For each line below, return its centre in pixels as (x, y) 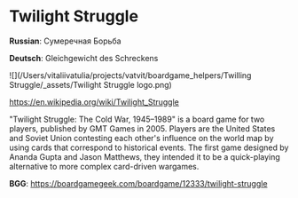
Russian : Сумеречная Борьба (65, 41)
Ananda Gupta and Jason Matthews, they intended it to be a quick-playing (145, 156)
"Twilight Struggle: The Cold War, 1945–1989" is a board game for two (137, 119)
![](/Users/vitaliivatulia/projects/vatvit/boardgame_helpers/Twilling (130, 75)
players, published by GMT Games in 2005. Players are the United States (142, 128)
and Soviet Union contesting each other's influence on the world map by (141, 138)
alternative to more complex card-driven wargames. (104, 166)
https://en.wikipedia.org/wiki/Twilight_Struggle (94, 102)
